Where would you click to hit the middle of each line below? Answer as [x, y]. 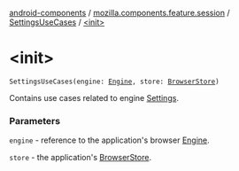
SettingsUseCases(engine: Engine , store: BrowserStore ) [114, 82]
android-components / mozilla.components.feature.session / [119, 13]
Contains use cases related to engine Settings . [94, 97]
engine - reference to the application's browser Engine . [109, 140]
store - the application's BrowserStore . [81, 158]
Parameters [35, 120]
